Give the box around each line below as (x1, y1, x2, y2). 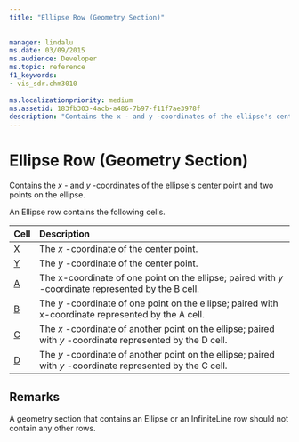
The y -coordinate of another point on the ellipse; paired (39, 349, 275, 361)
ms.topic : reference (9, 63, 86, 72)
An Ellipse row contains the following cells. (9, 206, 166, 218)
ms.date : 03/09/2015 (9, 46, 86, 55)
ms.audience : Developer (9, 54, 98, 63)
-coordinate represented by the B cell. (39, 283, 200, 295)
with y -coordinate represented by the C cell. (39, 359, 228, 372)
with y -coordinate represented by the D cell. (39, 334, 228, 347)
